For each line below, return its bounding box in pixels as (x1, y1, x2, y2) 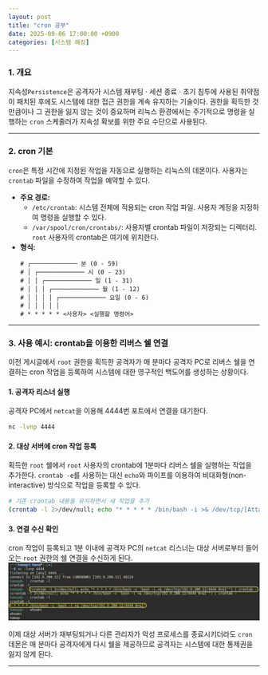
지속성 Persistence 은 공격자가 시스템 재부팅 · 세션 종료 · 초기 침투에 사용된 (8, 86, 239, 96)
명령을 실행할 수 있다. (40, 212, 107, 222)
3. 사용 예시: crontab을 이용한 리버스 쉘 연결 (8, 337, 169, 349)
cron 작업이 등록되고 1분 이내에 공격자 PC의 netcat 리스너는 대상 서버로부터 (8, 543, 244, 553)
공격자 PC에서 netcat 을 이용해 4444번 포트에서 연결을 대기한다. (8, 406, 209, 416)
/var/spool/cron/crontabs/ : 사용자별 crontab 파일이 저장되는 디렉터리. (31, 222, 258, 231)
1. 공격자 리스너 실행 (8, 387, 70, 397)
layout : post (8, 13, 52, 21)
